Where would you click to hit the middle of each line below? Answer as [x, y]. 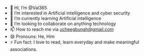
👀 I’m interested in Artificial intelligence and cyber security [70, 13]
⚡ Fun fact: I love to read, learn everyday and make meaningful [74, 42]
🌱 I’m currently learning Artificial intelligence [55, 18]
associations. [23, 49]
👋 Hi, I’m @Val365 [28, 8]
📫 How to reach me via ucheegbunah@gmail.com [62, 29]
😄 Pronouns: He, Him [32, 36]
